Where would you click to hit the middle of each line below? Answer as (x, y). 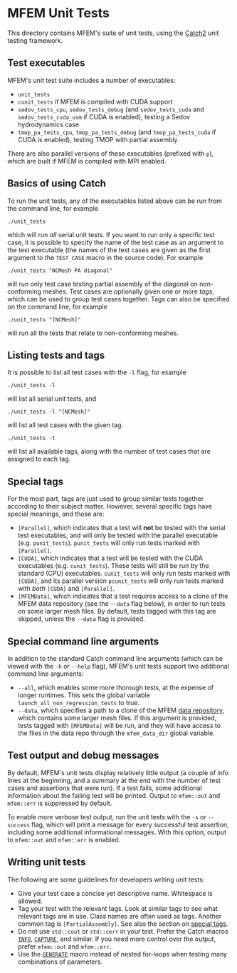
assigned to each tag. (39, 459)
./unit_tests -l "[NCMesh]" (49, 412)
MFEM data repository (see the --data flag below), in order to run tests (121, 604)
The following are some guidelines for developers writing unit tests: (106, 879)
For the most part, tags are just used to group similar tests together (106, 499)
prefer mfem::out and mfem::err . (64, 946)
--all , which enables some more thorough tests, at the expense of (116, 688)
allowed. (30, 901)
